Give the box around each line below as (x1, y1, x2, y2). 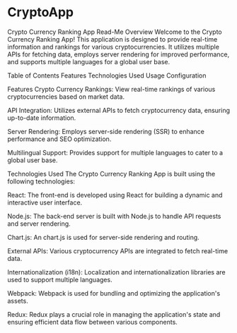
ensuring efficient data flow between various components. (7, 317, 178, 326)
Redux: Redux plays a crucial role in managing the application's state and (7, 310, 221, 318)
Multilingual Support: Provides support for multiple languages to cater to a (7, 148, 224, 157)
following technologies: (7, 177, 76, 186)
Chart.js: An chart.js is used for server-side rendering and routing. (7, 233, 200, 241)
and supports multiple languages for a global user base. (7, 57, 170, 66)
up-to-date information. (7, 114, 76, 122)
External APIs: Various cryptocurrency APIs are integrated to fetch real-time (7, 246, 229, 255)
